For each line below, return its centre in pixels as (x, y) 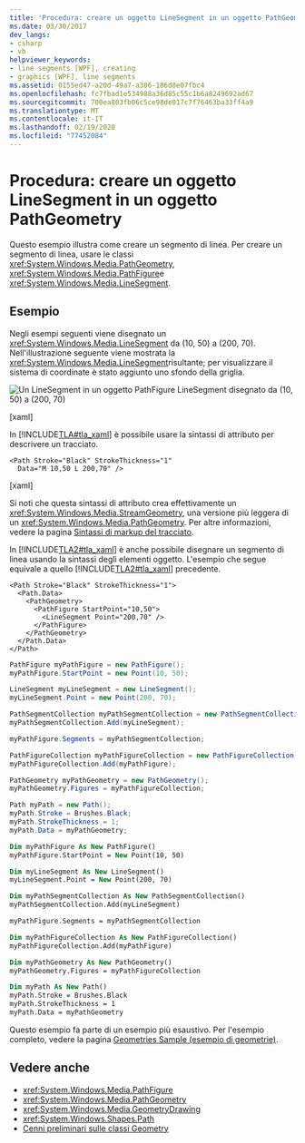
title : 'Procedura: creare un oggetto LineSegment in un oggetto (135, 18)
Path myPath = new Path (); (60, 805)
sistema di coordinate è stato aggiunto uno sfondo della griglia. (127, 372)
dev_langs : (30, 34)
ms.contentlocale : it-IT (56, 119)
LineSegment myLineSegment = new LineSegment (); (103, 689)
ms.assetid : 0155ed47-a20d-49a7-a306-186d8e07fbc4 (107, 85)
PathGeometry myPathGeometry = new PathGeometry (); (109, 780)
